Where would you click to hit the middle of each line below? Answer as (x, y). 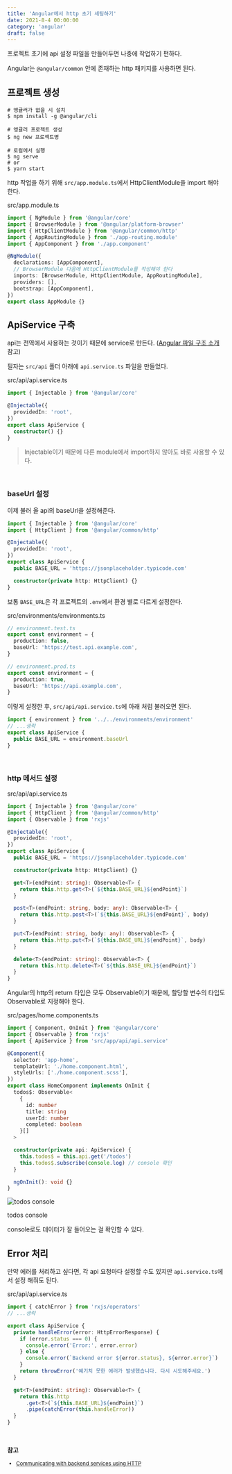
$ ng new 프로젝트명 (33, 137)
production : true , (40, 679)
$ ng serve (23, 157)
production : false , (42, 641)
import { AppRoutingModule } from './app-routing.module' (92, 237)
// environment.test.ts (42, 628)
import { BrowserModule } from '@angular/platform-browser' (96, 224)
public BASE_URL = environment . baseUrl (71, 739)
